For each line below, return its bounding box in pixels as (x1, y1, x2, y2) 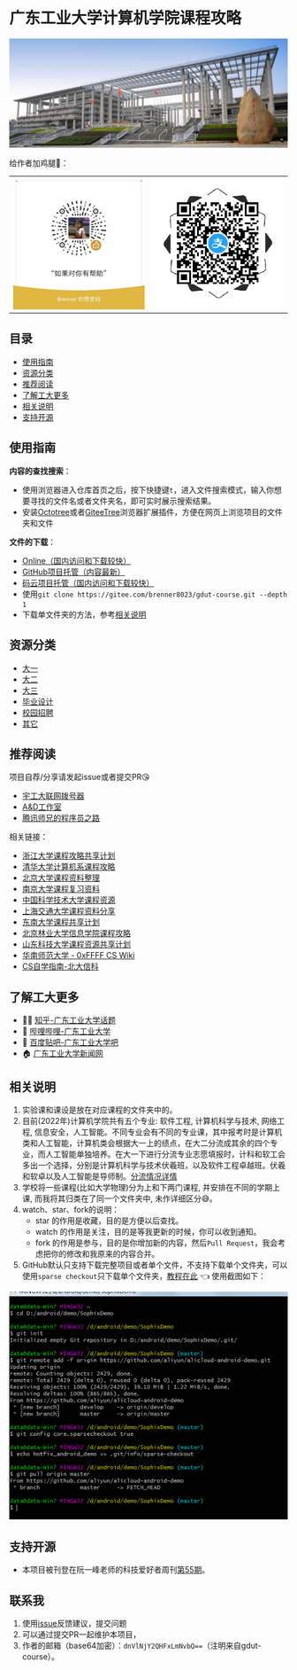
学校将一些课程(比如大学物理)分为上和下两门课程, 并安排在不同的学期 (21, 1182, 272, 1192)
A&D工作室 (21, 801, 62, 812)
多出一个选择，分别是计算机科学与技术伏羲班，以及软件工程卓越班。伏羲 (21, 1159, 286, 1170)
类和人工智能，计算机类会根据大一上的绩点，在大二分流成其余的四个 (21, 1137, 270, 1148)
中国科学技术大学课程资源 (21, 894, 116, 905)
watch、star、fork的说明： (21, 1204, 120, 1214)
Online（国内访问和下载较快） (21, 555, 131, 566)
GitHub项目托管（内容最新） (21, 566, 126, 577)
